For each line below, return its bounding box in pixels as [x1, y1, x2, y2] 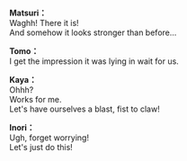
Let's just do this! [9, 142, 74, 153]
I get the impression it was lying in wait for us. [9, 56, 180, 67]
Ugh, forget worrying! [9, 132, 90, 143]
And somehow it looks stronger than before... [9, 27, 177, 38]
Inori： [9, 122, 35, 133]
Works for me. [9, 94, 62, 105]
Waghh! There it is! [9, 18, 79, 29]
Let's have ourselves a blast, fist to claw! [9, 103, 160, 114]
